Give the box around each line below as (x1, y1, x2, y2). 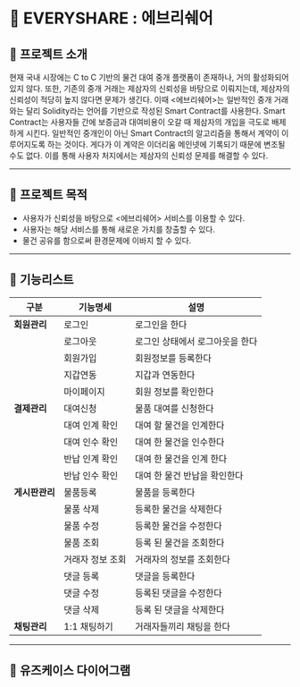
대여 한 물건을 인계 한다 (135, 453, 228, 465)
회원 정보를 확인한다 (135, 386, 214, 398)
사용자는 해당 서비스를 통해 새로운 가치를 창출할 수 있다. (21, 224, 216, 234)
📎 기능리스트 (9, 272, 74, 287)
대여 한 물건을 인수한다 (135, 436, 225, 448)
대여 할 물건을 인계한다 (135, 419, 225, 431)
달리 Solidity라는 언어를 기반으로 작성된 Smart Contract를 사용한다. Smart (25, 106, 286, 116)
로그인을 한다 (135, 318, 187, 331)
